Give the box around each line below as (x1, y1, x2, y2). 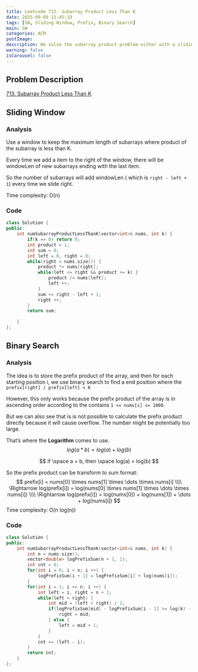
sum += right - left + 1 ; (37, 291, 101, 298)
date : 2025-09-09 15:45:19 (6, 14, 72, 20)
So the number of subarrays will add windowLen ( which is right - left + (6, 174, 187, 181)
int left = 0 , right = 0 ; (27, 253, 91, 259)
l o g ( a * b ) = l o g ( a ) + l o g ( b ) (67, 446, 131, 453)
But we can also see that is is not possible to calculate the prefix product (6, 412, 183, 420)
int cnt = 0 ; (27, 562, 60, 568)
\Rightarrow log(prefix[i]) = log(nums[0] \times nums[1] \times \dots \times (8, 484, 190, 492)
